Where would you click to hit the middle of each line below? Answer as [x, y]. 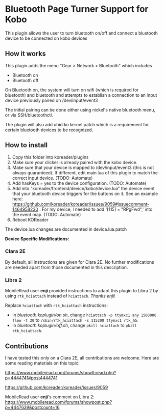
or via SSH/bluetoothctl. [29, 115]
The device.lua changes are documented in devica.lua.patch [66, 229]
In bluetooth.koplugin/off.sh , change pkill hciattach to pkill [74, 326]
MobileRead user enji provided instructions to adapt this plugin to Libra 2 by [82, 291]
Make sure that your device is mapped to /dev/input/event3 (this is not [83, 167]
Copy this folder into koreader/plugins [50, 157]
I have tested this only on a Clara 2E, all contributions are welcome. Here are [82, 358]
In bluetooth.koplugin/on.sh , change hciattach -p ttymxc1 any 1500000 [84, 315]
